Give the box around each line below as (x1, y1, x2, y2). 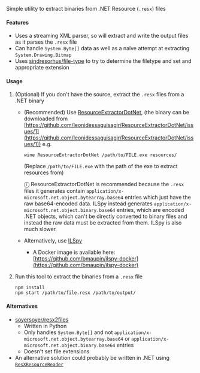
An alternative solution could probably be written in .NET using (14, 354, 169, 361)
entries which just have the (125, 194, 192, 201)
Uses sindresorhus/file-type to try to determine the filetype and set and (14, 57, 192, 65)
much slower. (23, 226, 57, 233)
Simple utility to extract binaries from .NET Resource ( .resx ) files (6, 5, 166, 12)
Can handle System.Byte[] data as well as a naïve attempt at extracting (14, 45, 190, 52)
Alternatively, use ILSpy (23, 237, 83, 244)
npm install (14, 284, 45, 291)
